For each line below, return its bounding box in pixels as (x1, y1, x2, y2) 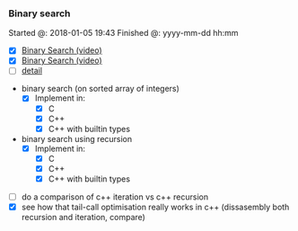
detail (21, 66, 42, 76)
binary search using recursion (21, 133, 133, 144)
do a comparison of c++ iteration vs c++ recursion (21, 191, 209, 202)
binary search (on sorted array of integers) (21, 84, 180, 94)
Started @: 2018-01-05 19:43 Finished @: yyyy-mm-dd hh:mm (8, 28, 239, 39)
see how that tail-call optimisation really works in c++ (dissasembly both (21, 201, 290, 213)
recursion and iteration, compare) (21, 212, 145, 223)
